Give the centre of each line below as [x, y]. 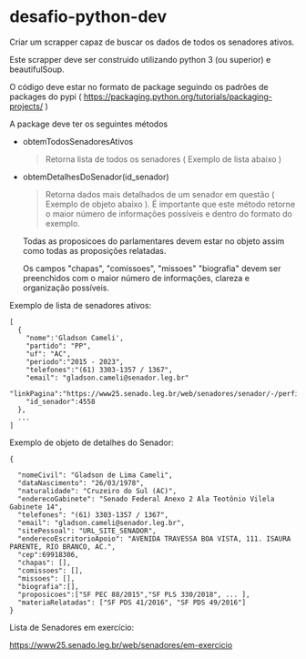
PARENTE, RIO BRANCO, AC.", [63, 547]
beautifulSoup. [37, 69]
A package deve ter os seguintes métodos [89, 124]
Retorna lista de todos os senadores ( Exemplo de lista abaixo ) [163, 159]
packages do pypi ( [46, 96]
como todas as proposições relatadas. [94, 250]
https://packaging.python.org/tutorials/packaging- [178, 96]
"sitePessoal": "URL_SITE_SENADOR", [87, 531]
